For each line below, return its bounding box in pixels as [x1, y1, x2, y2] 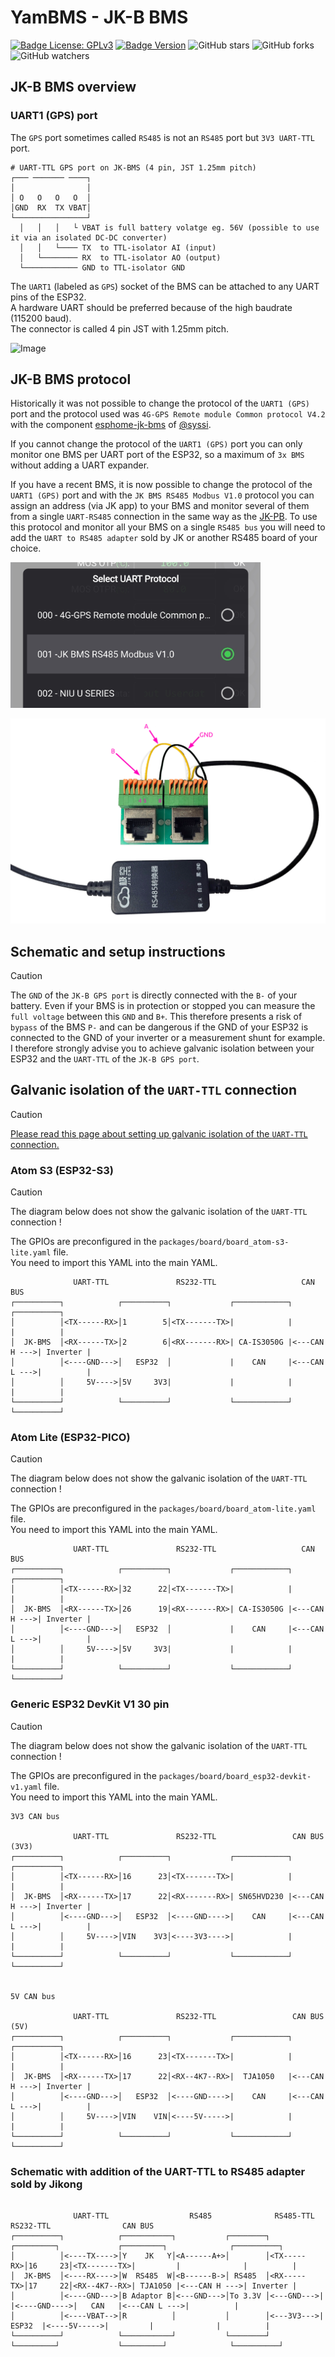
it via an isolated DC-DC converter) [10, 232, 168, 243]
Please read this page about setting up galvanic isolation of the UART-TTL [10, 1127, 308, 1140]
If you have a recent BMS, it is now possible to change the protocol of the [10, 479, 313, 491]
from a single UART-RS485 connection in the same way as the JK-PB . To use [10, 511, 318, 523]
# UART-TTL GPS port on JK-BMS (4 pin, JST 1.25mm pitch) [10, 162, 257, 173]
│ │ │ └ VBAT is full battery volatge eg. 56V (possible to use [19, 222, 320, 233]
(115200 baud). [10, 312, 72, 324]
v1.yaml [10, 1782, 43, 1792]
